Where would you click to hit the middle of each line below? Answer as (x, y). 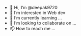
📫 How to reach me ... (32, 28)
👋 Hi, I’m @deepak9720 (34, 8)
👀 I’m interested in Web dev (37, 13)
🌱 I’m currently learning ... (36, 18)
